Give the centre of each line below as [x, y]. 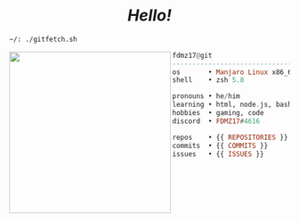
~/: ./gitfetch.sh [43, 39]
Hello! [149, 16]
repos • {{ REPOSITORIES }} [230, 137]
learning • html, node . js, [222, 105]
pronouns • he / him [206, 96]
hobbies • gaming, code [218, 113]
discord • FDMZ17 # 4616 [216, 121]
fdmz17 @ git [192, 55]
